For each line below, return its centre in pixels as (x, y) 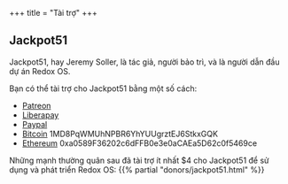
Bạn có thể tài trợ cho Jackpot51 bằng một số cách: (103, 88)
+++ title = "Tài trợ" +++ (53, 13)
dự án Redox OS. (40, 71)
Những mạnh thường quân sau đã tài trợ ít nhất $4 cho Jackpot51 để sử (139, 160)
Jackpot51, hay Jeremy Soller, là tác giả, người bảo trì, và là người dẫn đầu (145, 62)
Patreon (36, 105)
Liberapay (40, 115)
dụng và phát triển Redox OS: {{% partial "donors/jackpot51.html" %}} (137, 169)
